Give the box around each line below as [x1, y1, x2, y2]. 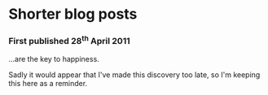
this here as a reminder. [8, 78, 88, 88]
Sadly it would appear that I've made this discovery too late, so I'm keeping [8, 70, 261, 80]
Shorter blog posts [8, 5, 138, 24]
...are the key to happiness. [8, 54, 99, 63]
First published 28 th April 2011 [8, 34, 130, 47]
